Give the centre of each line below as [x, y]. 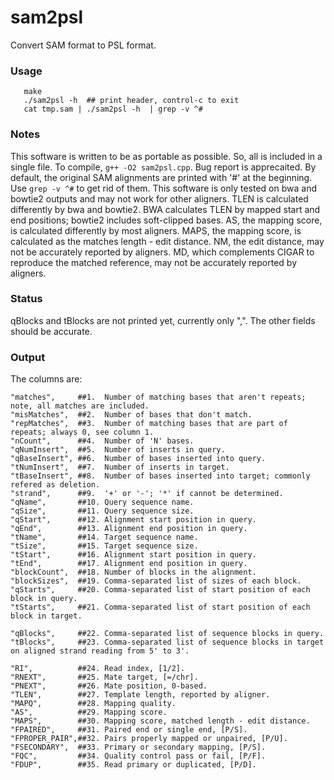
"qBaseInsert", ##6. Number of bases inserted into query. [138, 459]
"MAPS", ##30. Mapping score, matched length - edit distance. [160, 721]
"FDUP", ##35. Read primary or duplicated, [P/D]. [133, 765]
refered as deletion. [55, 485]
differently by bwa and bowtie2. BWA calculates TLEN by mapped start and [165, 209]
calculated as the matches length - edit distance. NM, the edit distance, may [167, 241]
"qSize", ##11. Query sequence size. [102, 511]
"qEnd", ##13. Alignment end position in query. [129, 529]
